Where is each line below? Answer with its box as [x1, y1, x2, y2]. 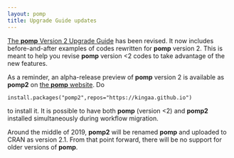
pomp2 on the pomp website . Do [7, 80, 105, 89]
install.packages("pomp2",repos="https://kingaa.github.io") [7, 94, 193, 101]
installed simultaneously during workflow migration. [7, 114, 159, 123]
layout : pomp [7, 10, 46, 18]
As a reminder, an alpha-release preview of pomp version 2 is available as [7, 72, 225, 81]
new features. [7, 59, 48, 67]
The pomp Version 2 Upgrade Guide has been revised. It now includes [7, 36, 214, 45]
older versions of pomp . [7, 142, 78, 151]
